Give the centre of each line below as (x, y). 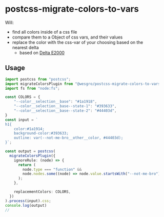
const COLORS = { (23, 97)
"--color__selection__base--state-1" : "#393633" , (65, 106)
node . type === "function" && (52, 169)
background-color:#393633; (41, 133)
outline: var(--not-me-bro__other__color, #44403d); (69, 138)
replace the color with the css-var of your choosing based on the (77, 42)
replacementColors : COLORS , (42, 192)
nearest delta (25, 47)
